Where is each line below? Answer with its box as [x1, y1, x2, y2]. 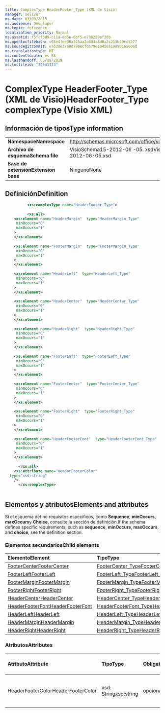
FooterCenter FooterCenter [7, 563, 69, 570]
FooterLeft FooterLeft [7, 571, 55, 578]
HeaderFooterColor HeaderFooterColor [7, 687, 97, 694]
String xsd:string [101, 690, 138, 697]
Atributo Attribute [7, 661, 49, 668]
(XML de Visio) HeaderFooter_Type [5, 94, 149, 105]
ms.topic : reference [5, 26, 48, 31]
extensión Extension [7, 166, 55, 173]
